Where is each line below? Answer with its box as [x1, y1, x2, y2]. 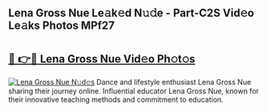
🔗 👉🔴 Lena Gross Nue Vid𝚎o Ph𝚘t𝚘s [8, 52, 196, 66]
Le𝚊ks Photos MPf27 [8, 19, 115, 33]
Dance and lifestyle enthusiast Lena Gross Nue [95, 78, 252, 86]
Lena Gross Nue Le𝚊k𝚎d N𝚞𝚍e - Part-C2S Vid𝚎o [8, 6, 255, 20]
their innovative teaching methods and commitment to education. [8, 95, 224, 104]
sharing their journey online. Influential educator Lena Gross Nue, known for [8, 86, 259, 95]
